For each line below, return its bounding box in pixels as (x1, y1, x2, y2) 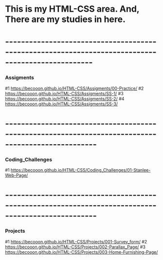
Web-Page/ (5, 172, 28, 179)
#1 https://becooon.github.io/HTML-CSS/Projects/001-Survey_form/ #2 (5, 239, 147, 244)
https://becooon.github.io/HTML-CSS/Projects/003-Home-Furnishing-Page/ (5, 249, 158, 255)
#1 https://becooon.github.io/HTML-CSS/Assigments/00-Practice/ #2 (5, 85, 144, 91)
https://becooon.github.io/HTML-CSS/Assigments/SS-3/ (5, 101, 118, 107)
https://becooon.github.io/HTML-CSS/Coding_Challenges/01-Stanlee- (10, 167, 151, 173)
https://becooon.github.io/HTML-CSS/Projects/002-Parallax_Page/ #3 (5, 244, 146, 250)
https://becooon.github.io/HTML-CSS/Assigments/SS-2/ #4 (5, 96, 125, 101)
